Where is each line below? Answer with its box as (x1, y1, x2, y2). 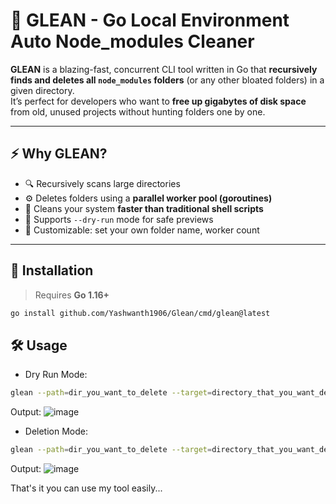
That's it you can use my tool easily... (10, 482, 163, 494)
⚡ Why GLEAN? (10, 145, 108, 163)
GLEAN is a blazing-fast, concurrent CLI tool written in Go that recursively (10, 63, 318, 75)
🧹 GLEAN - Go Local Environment (10, 9, 290, 32)
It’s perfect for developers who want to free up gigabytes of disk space (10, 95, 307, 107)
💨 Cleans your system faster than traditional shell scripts (24, 202, 264, 214)
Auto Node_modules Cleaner (10, 30, 255, 53)
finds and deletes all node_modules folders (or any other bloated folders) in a (10, 74, 325, 86)
